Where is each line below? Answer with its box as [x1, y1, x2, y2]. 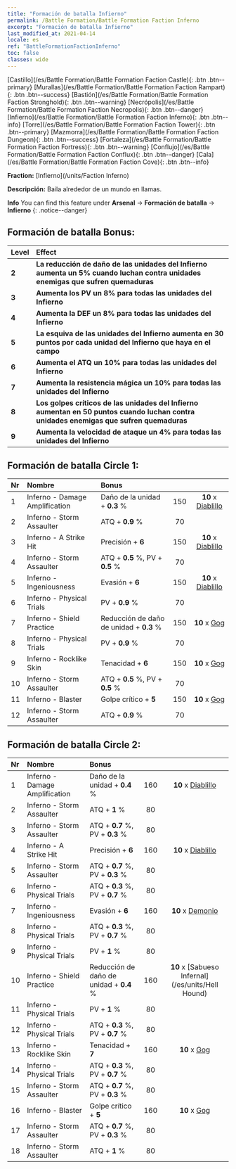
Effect [36, 247, 57, 257]
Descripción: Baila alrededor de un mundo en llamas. [7, 184, 162, 193]
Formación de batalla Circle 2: [7, 739, 141, 750]
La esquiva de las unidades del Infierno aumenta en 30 [36, 328, 224, 338]
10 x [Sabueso [170, 962, 219, 972]
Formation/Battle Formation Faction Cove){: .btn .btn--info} [39, 158, 209, 166]
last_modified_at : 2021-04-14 [7, 30, 96, 37]
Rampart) [198, 82, 226, 91]
